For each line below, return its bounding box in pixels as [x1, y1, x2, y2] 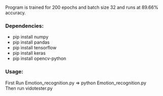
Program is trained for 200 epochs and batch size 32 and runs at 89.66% [5, 5, 158, 10]
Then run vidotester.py [5, 85, 53, 91]
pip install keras [12, 50, 46, 56]
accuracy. [5, 10, 26, 16]
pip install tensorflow [12, 45, 57, 51]
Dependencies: [5, 22, 44, 29]
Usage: [5, 68, 24, 75]
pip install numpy [12, 34, 49, 40]
